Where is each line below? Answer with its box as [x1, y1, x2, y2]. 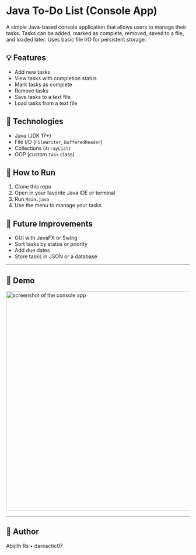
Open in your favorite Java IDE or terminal [14, 189, 116, 197]
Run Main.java [14, 196, 50, 203]
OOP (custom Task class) [14, 150, 75, 157]
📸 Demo [6, 275, 35, 285]
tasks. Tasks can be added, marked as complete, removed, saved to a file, [6, 29, 184, 36]
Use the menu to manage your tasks [14, 202, 102, 209]
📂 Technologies [6, 117, 64, 126]
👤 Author [6, 527, 39, 537]
